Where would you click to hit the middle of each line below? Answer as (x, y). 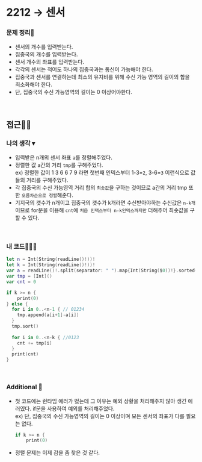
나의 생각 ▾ (21, 143)
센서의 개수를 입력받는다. (44, 47)
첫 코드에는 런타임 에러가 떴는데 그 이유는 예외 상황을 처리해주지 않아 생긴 (101, 401)
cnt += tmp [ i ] (35, 343)
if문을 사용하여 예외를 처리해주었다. (74, 408)
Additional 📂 (25, 387)
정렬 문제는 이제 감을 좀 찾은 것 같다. (57, 453)
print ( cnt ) (25, 354)
